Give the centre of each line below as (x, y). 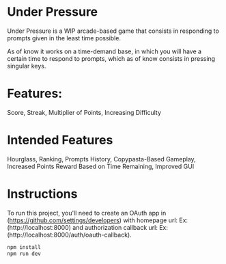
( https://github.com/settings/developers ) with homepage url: (93, 220)
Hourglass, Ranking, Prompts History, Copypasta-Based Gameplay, (101, 159)
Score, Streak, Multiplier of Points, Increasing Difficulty (84, 112)
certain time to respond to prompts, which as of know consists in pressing (111, 58)
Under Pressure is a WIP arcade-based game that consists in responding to (113, 31)
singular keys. (27, 66)
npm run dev (24, 254)
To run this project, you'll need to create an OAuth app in (87, 213)
